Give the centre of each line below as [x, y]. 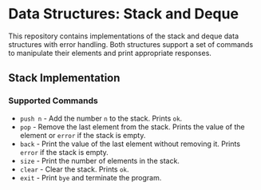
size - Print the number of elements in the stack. [99, 160]
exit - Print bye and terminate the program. [91, 177]
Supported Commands [53, 101]
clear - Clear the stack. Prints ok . [74, 169]
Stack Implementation [64, 78]
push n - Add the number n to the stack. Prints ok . [101, 118]
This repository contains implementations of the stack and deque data [124, 36]
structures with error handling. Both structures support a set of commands [131, 44]
